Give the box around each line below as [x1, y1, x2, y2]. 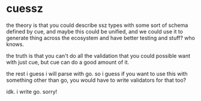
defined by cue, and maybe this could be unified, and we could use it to [6, 27, 184, 35]
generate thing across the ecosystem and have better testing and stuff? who [6, 34, 195, 41]
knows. [6, 41, 24, 48]
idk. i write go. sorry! [6, 88, 58, 95]
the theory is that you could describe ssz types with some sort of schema [6, 22, 188, 29]
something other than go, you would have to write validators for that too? [6, 76, 187, 84]
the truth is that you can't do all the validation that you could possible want [6, 52, 191, 59]
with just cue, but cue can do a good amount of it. [6, 59, 130, 66]
